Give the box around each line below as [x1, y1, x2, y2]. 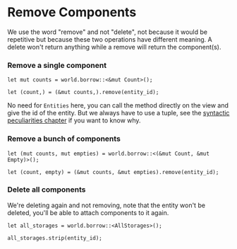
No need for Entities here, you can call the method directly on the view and [7, 101, 229, 110]
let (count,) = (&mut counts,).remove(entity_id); [7, 89, 159, 96]
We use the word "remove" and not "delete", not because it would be [7, 28, 208, 36]
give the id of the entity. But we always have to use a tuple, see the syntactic [7, 109, 230, 117]
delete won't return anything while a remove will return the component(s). [7, 42, 221, 51]
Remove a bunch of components [7, 134, 121, 144]
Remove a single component [7, 60, 107, 70]
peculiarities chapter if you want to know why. [7, 116, 141, 124]
